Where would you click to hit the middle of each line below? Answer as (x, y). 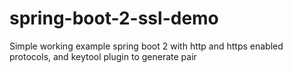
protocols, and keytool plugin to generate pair (103, 56)
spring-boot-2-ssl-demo (114, 18)
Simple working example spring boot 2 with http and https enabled (146, 46)
